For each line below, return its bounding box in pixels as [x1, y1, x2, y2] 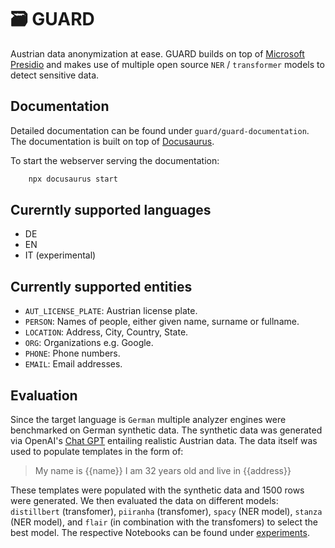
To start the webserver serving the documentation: [10, 154, 220, 166]
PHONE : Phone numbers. [24, 347, 121, 360]
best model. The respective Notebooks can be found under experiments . [10, 527, 310, 539]
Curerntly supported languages [10, 202, 212, 219]
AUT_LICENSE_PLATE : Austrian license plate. [24, 305, 198, 317]
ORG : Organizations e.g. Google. [24, 337, 154, 349]
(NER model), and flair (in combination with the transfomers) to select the [10, 516, 318, 528]
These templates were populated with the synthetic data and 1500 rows [10, 484, 305, 496]
